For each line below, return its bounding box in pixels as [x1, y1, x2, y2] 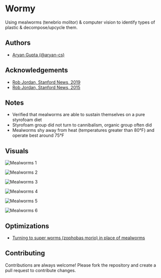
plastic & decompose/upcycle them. [5, 24, 78, 30]
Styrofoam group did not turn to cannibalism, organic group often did [12, 122, 152, 128]
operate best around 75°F [12, 132, 65, 138]
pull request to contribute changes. [5, 267, 76, 273]
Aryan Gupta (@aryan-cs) [12, 52, 65, 58]
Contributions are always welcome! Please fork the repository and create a [5, 262, 156, 268]
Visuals [5, 147, 28, 155]
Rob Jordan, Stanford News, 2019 [12, 79, 81, 85]
